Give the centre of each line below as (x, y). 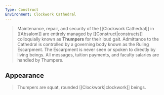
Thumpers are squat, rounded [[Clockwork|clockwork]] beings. (82, 88)
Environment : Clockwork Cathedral (41, 14)
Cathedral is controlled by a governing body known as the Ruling (83, 44)
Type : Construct (22, 10)
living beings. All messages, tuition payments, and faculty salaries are (88, 54)
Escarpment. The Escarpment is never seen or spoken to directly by (86, 49)
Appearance (25, 75)
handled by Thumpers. (40, 60)
